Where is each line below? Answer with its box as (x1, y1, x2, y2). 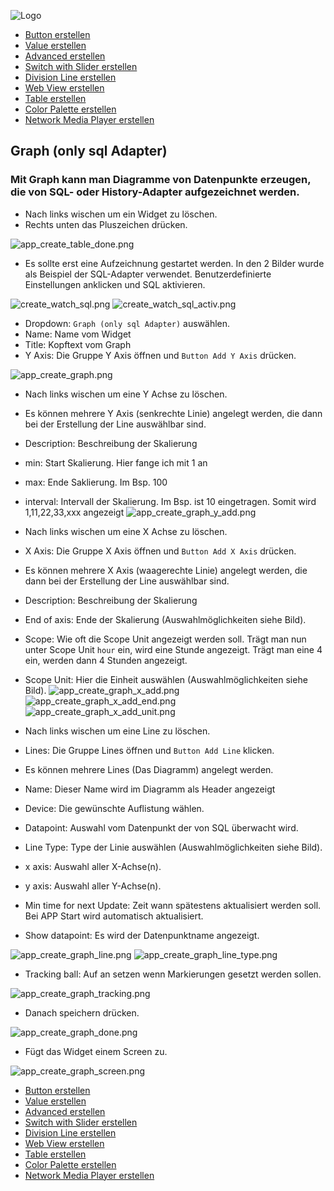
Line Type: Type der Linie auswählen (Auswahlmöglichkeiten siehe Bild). (24, 841, 323, 853)
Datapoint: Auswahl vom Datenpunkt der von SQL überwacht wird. (24, 821, 299, 834)
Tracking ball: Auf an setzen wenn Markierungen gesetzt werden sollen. (24, 968, 322, 980)
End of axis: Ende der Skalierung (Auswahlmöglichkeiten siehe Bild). (24, 613, 307, 625)
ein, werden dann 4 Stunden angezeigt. (24, 654, 188, 666)
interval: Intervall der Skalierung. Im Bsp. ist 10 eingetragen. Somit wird (24, 495, 317, 507)
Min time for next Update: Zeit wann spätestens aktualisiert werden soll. (24, 899, 322, 911)
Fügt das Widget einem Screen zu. (24, 1045, 168, 1057)
